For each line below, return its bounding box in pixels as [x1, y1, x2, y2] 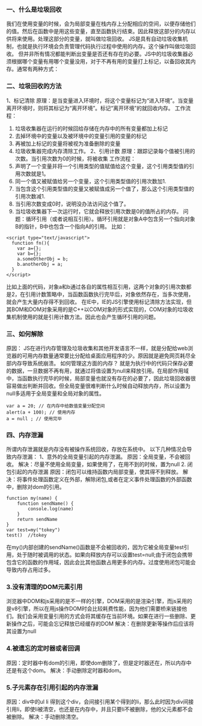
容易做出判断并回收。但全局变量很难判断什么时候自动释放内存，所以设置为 [6, 382, 191, 390]
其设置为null [6, 628, 37, 635]
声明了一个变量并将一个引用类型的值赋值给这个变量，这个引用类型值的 [14, 162, 189, 169]
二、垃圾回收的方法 [6, 82, 62, 90]
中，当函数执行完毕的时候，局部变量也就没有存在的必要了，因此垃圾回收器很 [6, 374, 196, 382]
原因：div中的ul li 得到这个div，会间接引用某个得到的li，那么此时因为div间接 [6, 698, 194, 705]
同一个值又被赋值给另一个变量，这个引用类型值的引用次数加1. [14, 177, 167, 185]
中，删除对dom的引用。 [6, 484, 65, 491]
